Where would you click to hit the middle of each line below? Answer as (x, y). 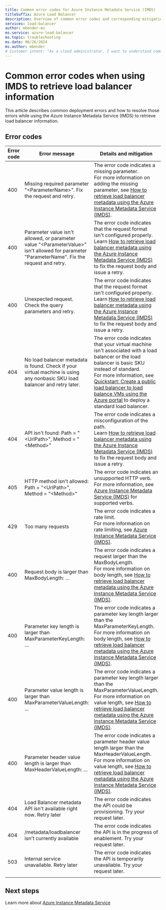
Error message (57, 154)
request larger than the (120, 556)
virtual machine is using (52, 372)
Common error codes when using (75, 76)
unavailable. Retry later (51, 865)
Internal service (42, 859)
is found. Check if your (51, 366)
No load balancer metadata (56, 360)
